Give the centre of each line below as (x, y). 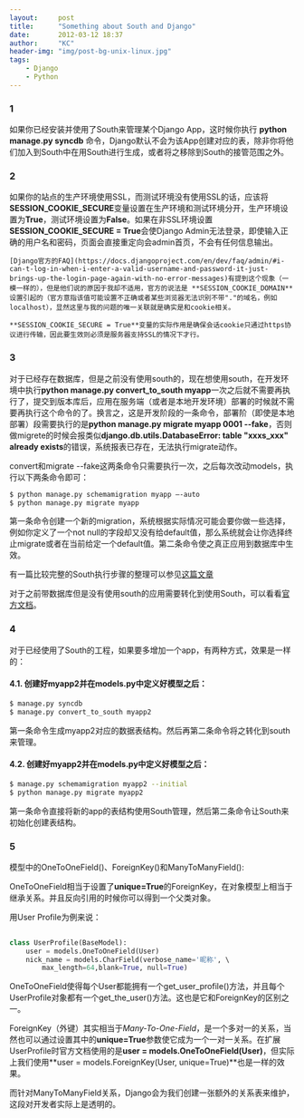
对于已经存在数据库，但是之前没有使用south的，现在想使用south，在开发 (145, 378)
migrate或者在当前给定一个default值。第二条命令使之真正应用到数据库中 (151, 544)
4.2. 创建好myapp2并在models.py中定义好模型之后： (109, 764)
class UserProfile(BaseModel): (68, 943)
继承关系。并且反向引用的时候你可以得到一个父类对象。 (112, 898)
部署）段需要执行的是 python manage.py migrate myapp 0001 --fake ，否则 (151, 423)
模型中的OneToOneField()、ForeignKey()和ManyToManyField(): (127, 867)
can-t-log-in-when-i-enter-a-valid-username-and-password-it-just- (139, 269)
